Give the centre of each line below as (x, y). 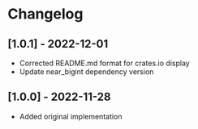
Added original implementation (71, 116)
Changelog (45, 14)
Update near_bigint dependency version (86, 72)
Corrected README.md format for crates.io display (104, 63)
